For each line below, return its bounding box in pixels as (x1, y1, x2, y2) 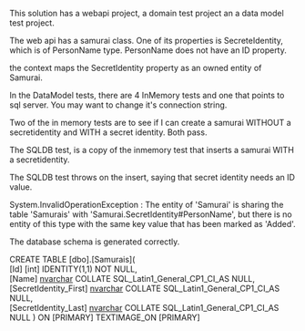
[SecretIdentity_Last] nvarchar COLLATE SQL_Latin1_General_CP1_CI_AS (9, 303, 280, 313)
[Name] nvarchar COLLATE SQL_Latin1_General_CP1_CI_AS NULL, (9, 274, 256, 284)
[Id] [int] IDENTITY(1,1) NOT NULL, (9, 264, 138, 274)
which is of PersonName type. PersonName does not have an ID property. (9, 45, 287, 56)
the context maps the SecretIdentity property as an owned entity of (9, 63, 262, 73)
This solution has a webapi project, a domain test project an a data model (9, 8, 284, 18)
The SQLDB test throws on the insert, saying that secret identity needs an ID (9, 172, 296, 182)
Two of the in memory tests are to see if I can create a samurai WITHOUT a (9, 118, 291, 128)
